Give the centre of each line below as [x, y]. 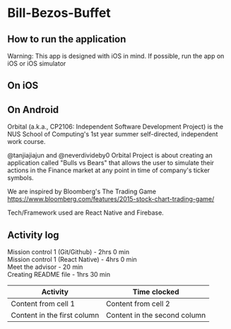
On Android [33, 110]
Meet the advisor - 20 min [45, 267]
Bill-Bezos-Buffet [59, 13]
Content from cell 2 [138, 304]
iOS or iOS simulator [37, 64]
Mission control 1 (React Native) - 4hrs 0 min [72, 260]
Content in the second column [156, 316]
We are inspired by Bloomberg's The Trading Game [82, 191]
